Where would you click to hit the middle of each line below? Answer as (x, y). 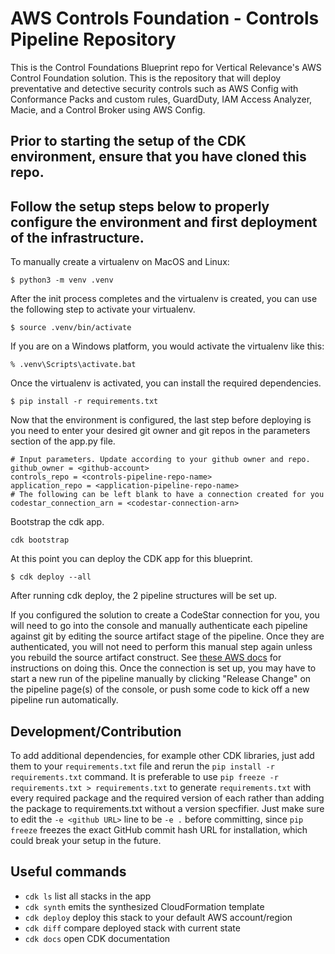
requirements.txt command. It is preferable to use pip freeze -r (144, 776)
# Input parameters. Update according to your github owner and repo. (160, 460)
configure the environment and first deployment (164, 222)
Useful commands (68, 872)
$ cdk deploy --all (51, 577)
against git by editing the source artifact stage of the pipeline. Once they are (167, 636)
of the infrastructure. (77, 237)
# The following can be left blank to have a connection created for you (167, 495)
